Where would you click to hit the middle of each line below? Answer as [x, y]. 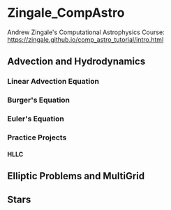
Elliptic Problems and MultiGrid [76, 176]
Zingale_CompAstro [66, 13]
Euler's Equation [36, 119]
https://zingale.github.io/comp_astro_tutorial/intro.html [85, 39]
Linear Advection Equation [53, 82]
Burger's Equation [39, 100]
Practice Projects [37, 137]
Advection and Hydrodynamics [76, 62]
